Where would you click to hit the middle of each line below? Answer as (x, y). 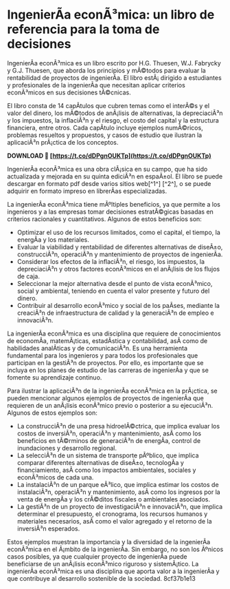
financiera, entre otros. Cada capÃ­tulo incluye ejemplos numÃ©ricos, (105, 127)
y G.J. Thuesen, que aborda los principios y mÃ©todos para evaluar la (106, 70)
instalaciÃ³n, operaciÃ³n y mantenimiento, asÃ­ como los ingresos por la (119, 492)
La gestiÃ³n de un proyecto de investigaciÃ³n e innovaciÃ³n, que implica (120, 506)
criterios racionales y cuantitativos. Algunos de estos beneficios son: (105, 219)
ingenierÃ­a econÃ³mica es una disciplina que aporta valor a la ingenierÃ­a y (113, 571)
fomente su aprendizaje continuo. (55, 377)
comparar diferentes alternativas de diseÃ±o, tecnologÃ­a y (100, 462)
